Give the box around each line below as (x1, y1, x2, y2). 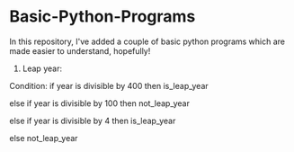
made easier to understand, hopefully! (9, 45, 151, 56)
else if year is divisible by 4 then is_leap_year (9, 115, 176, 126)
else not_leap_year (9, 132, 78, 143)
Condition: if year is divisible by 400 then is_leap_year (9, 80, 209, 91)
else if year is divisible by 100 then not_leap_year (9, 97, 191, 109)
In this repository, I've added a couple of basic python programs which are (9, 36, 286, 47)
